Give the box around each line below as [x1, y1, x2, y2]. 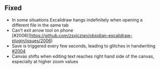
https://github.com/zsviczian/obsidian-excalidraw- [29, 32, 133, 38]
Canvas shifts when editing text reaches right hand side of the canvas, [11, 53, 155, 59]
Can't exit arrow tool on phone [11, 27, 74, 33]
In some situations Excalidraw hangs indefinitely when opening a [11, 17, 143, 23]
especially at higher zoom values [11, 58, 79, 64]
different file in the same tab [11, 22, 69, 28]
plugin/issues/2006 [11, 38, 52, 44]
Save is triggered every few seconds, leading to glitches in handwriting [11, 43, 156, 48]
